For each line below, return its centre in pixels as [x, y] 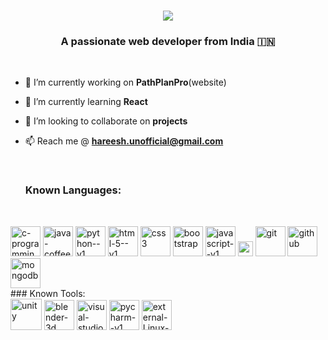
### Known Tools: [48, 293]
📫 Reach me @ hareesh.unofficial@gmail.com [124, 141]
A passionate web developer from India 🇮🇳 [168, 42]
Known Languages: [73, 190]
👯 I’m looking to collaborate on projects [106, 121]
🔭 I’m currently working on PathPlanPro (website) [125, 82]
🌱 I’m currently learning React [86, 102]
